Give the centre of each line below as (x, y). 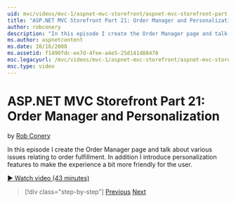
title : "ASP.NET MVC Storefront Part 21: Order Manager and (97, 20)
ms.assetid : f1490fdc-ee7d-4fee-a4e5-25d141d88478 (83, 54)
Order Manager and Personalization (113, 116)
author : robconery (34, 27)
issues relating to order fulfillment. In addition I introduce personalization (112, 156)
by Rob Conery (29, 135)
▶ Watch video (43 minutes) (48, 178)
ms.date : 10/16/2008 (38, 47)
